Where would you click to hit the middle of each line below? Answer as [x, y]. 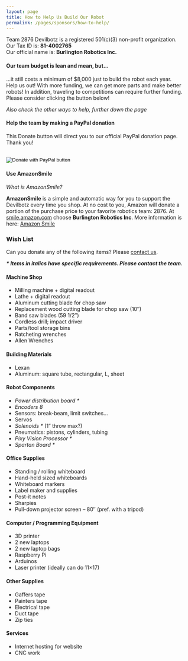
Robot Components [30, 387]
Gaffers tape [30, 595]
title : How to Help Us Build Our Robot [55, 17]
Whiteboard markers [40, 484]
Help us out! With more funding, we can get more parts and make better [94, 85]
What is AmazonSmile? [34, 187]
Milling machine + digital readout [54, 290]
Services [17, 633]
